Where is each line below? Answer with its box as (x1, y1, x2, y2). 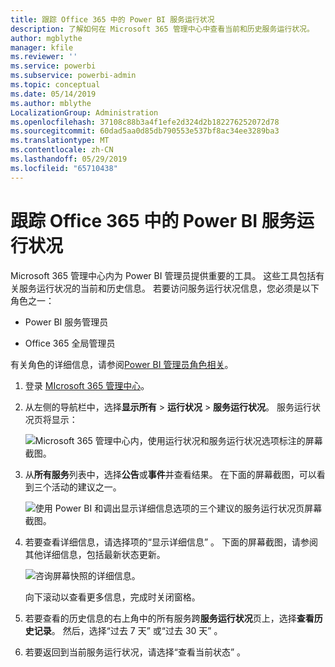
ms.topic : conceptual (10, 80, 101, 90)
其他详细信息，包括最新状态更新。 (24, 548, 166, 560)
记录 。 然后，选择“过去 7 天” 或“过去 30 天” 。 (33, 624, 223, 636)
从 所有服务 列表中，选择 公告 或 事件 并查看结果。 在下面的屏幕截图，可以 (24, 468, 317, 480)
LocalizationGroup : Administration (10, 107, 159, 118)
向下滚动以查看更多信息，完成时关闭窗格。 (24, 591, 201, 603)
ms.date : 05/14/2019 (10, 89, 97, 99)
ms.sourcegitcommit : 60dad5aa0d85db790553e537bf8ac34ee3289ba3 (10, 126, 280, 136)
